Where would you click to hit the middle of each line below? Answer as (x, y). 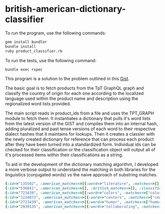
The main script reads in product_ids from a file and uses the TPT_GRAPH (80, 113)
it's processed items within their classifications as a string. (64, 155)
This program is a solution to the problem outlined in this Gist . (67, 79)
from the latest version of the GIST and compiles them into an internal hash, (82, 124)
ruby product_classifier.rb (34, 51)
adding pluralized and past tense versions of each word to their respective (80, 129)
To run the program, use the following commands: (56, 33)
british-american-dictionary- (66, 9)
